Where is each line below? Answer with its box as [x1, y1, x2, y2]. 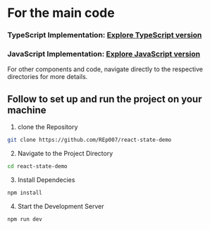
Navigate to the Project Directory [17, 150, 113, 158]
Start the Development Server [17, 202, 104, 210]
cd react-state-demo [7, 163, 68, 170]
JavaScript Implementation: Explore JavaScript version [7, 49, 201, 59]
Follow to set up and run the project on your [7, 93, 202, 105]
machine [7, 104, 47, 116]
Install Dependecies [17, 175, 75, 184]
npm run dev [7, 215, 42, 223]
